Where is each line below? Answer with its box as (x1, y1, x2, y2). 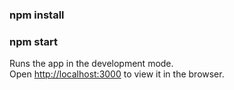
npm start (9, 34, 59, 48)
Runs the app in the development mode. (9, 58, 174, 70)
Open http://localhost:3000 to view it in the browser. (9, 68, 225, 80)
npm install (9, 8, 65, 22)
